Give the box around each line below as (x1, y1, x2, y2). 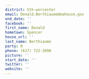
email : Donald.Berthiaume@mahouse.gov (5, 12, 84, 17)
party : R (5, 44, 23, 49)
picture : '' (5, 53, 29, 58)
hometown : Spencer (5, 30, 43, 35)
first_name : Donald (5, 26, 45, 30)
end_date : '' (5, 16, 32, 21)
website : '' (5, 67, 29, 72)
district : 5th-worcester (5, 7, 56, 12)
